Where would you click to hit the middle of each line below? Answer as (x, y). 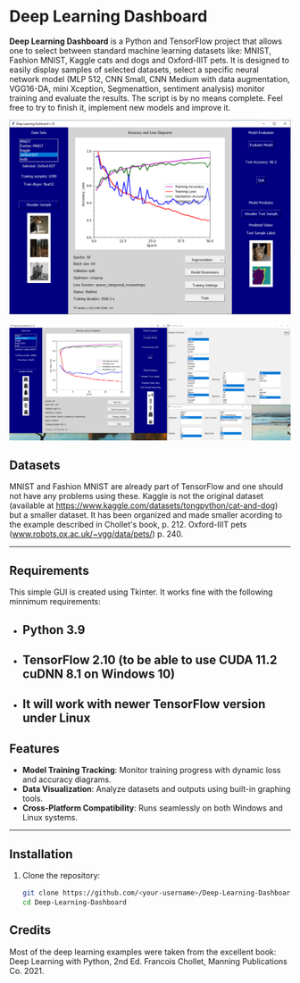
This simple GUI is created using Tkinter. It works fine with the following (141, 592)
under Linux (56, 718)
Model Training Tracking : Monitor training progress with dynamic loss (151, 771)
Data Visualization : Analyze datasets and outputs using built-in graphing (156, 789)
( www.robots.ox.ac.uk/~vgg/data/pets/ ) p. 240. (96, 534)
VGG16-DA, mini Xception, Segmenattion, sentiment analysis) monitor (137, 88)
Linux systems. (50, 818)
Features (34, 749)
